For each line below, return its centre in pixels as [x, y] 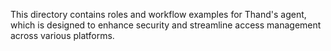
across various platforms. [62, 35]
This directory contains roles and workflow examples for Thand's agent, [158, 14]
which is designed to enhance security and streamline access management [166, 25]
